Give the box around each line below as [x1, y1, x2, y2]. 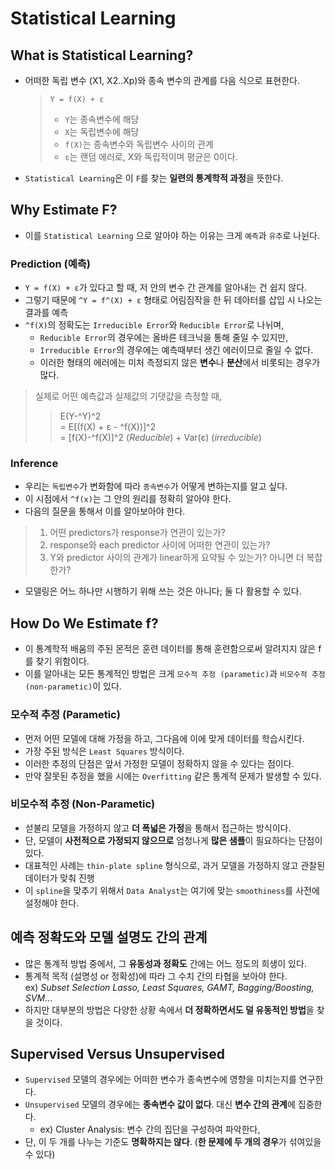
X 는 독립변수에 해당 [64, 126, 140, 137]
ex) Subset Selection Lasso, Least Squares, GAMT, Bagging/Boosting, [24, 981, 315, 993]
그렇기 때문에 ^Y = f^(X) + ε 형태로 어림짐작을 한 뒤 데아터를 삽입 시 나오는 [24, 294, 323, 306]
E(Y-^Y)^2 [59, 410, 102, 422]
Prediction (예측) [10, 257, 91, 271]
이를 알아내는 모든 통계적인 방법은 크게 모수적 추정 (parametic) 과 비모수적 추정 [24, 668, 326, 680]
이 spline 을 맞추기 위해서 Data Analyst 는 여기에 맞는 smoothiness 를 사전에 [24, 884, 320, 896]
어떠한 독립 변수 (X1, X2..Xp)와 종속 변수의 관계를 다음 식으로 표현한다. [24, 75, 300, 86]
